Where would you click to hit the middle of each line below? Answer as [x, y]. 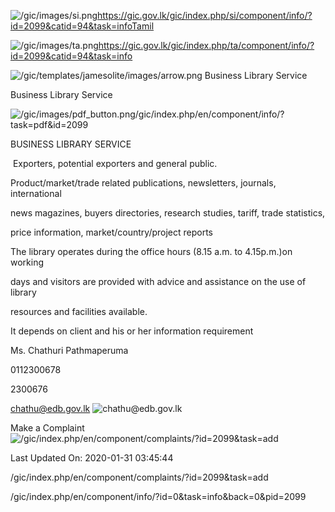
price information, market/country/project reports [111, 232]
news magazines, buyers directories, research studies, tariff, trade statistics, [168, 213]
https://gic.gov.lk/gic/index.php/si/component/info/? [205, 15]
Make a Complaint [47, 428]
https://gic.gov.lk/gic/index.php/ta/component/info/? [206, 45]
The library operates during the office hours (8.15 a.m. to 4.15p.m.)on [151, 251]
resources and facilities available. [79, 311]
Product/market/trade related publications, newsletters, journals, [143, 183]
